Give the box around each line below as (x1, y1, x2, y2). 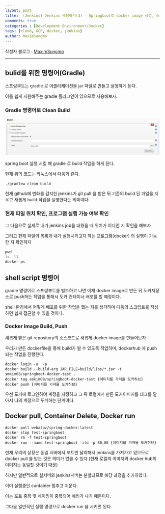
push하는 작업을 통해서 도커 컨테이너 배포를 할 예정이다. (14, 294, 121, 299)
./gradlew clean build (5, 182, 52, 187)
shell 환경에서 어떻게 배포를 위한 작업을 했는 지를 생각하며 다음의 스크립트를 (5, 304, 150, 310)
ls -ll (5, 254, 19, 259)
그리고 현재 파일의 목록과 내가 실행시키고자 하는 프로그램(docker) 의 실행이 (5, 233, 148, 239)
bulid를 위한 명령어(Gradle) (5, 69, 85, 77)
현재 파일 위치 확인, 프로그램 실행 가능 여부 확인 (5, 210, 109, 217)
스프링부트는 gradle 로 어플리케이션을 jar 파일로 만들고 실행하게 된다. (5, 82, 137, 88)
